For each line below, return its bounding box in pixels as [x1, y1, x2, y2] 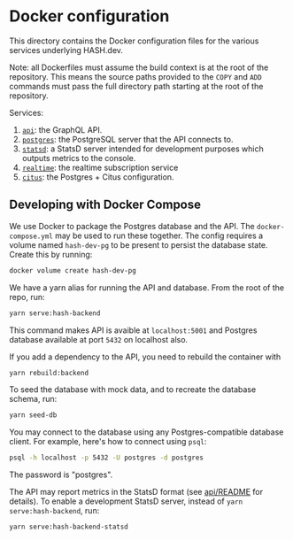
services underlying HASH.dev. [9, 44, 124, 55]
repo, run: [9, 291, 45, 302]
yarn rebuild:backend [9, 368, 89, 377]
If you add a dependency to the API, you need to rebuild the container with [9, 351, 281, 362]
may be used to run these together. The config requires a [54, 230, 264, 241]
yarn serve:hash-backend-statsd [9, 522, 128, 532]
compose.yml [9, 232, 53, 241]
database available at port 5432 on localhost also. [9, 334, 189, 344]
